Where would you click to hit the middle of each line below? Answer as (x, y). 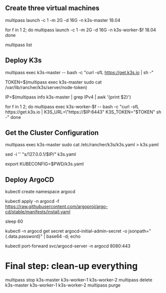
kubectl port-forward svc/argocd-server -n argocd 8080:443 (68, 246)
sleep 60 (14, 221)
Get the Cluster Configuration (52, 133)
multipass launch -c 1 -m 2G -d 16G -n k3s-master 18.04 (63, 20)
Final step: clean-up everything (72, 266)
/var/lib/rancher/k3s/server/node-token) (46, 87)
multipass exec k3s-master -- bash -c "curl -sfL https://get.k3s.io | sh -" (80, 72)
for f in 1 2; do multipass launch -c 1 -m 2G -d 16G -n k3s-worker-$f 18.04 (81, 30)
